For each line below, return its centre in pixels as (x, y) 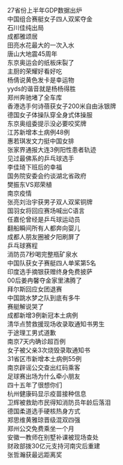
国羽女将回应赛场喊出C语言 (46, 211)
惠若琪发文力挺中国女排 (41, 141)
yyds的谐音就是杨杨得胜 (42, 89)
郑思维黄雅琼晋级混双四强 (44, 420)
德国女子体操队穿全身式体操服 (50, 115)
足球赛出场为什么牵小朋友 (44, 376)
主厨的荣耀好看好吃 (35, 71)
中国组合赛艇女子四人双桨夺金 (50, 19)
